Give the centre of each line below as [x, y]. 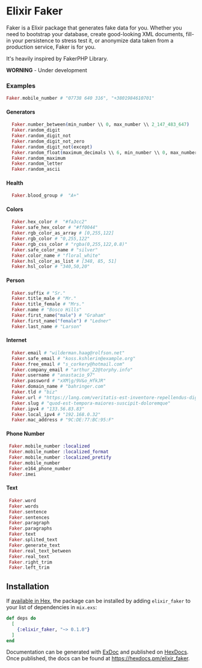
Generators [21, 112]
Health [15, 183]
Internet [17, 340]
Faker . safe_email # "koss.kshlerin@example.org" [74, 358]
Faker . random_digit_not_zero [48, 141]
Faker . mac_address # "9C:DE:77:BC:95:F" [63, 420]
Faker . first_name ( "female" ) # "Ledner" [62, 321]
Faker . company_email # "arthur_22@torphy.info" [72, 370]
